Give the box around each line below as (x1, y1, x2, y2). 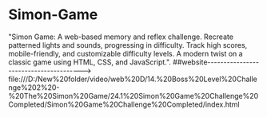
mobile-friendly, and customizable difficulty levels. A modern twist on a (8, 49, 243, 58)
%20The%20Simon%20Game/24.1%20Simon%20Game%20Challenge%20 (8, 91, 259, 100)
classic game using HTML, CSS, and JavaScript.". (8, 57, 172, 67)
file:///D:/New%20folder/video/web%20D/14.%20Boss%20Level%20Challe (8, 74, 257, 84)
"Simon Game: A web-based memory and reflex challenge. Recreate (8, 32, 234, 41)
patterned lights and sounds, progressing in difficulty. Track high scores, (8, 40, 248, 49)
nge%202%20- (8, 82, 60, 92)
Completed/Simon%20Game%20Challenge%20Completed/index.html (8, 99, 240, 109)
